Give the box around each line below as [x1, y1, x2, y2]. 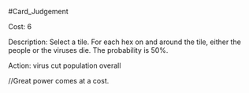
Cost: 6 [8, 22, 32, 31]
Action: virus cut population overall [8, 61, 121, 70]
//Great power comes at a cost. [8, 76, 110, 85]
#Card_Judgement [8, 7, 69, 16]
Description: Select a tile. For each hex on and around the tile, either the [8, 37, 242, 46]
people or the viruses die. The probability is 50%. [8, 46, 169, 54]
